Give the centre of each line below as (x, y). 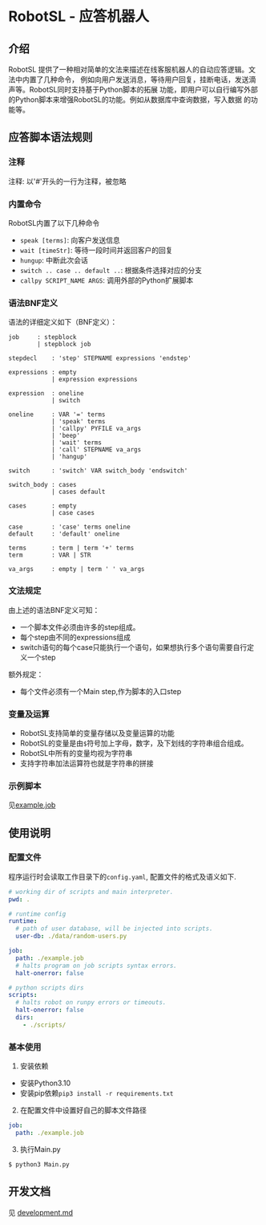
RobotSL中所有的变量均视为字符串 (76, 753)
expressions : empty (43, 373)
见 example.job (32, 805)
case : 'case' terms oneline (69, 527)
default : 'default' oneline (64, 534)
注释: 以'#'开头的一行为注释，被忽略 (67, 181)
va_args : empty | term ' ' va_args (77, 570)
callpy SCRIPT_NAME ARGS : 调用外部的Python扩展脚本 (107, 280)
